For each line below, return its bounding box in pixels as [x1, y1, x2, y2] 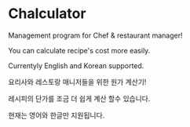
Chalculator [8, 5, 86, 23]
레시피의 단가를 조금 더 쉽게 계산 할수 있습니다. [8, 93, 151, 103]
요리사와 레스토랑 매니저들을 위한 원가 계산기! [8, 77, 147, 86]
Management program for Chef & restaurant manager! [8, 31, 183, 40]
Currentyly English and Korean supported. [8, 60, 144, 71]
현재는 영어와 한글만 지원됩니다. [8, 111, 105, 120]
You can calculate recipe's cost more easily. [8, 45, 151, 55]
